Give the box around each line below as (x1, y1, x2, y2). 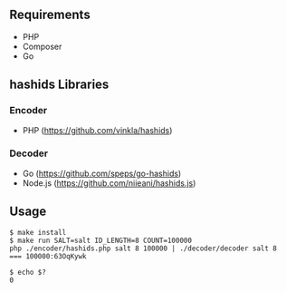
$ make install (9, 228, 67, 237)
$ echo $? (9, 268, 47, 277)
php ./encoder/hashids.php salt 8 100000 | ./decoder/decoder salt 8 (9, 244, 278, 253)
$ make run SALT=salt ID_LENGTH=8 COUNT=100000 (9, 236, 193, 245)
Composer (22, 41, 62, 52)
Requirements (9, 7, 91, 23)
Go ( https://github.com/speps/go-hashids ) (22, 168, 182, 179)
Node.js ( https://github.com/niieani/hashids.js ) (22, 177, 196, 189)
